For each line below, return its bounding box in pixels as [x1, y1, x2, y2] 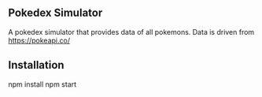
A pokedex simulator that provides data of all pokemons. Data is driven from [8, 27, 255, 36]
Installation [8, 58, 65, 72]
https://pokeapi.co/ [8, 35, 71, 45]
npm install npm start [8, 79, 77, 89]
